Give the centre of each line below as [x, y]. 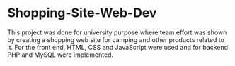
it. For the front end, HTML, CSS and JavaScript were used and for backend [118, 47]
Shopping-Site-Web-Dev [82, 13]
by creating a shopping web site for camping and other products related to [116, 39]
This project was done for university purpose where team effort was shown [117, 32]
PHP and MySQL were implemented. [61, 55]
